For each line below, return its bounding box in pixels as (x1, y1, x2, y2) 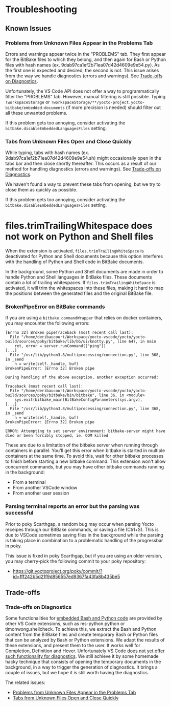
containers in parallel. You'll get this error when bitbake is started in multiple (5, 447, 165, 454)
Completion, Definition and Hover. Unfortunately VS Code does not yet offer (5, 648, 165, 654)
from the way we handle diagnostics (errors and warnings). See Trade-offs (5, 73, 163, 79)
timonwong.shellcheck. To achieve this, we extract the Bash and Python (5, 626, 157, 632)
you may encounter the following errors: (5, 320, 90, 326)
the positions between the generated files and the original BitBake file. (5, 290, 153, 296)
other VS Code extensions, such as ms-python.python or (5, 621, 125, 627)
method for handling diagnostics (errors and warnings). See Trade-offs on (5, 166, 161, 172)
